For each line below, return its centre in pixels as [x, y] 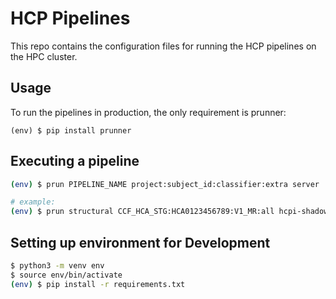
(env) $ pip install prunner [71, 130]
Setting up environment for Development [140, 242]
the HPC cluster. [44, 56]
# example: [33, 202]
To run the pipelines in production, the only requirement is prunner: [148, 112]
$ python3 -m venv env [57, 266]
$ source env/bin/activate [66, 275]
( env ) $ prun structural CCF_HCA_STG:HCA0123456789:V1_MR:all [142, 212]
